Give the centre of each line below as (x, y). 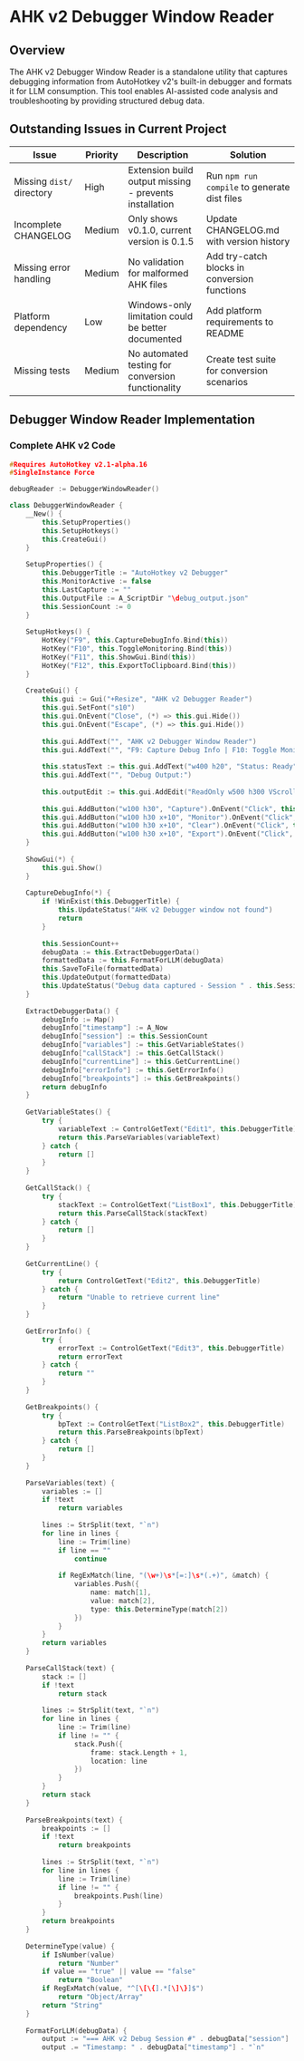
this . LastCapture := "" (86, 590)
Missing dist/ (43, 181)
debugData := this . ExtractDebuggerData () (121, 952)
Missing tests (42, 371)
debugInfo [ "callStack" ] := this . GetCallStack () (133, 1053)
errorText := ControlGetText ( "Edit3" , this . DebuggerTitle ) (171, 1348)
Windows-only (160, 305)
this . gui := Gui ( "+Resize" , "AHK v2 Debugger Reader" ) (147, 700)
